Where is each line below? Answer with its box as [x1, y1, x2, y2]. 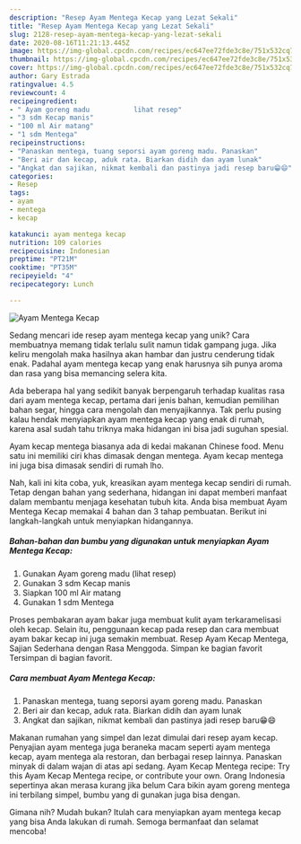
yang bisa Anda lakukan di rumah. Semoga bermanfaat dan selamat [9, 816, 259, 827]
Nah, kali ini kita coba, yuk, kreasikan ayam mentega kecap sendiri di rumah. [9, 477, 292, 488]
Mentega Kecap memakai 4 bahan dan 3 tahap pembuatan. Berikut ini [9, 506, 267, 516]
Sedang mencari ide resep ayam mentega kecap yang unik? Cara [9, 330, 250, 340]
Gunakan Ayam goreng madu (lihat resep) [21, 567, 176, 579]
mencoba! [9, 825, 47, 836]
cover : [9, 64, 34, 73]
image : [9, 47, 34, 56]
